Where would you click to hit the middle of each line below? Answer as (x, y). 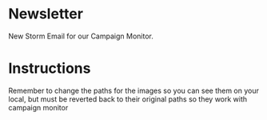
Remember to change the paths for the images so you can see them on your (134, 90)
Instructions (50, 68)
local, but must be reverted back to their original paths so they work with (128, 99)
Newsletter (46, 14)
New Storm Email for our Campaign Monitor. (81, 36)
